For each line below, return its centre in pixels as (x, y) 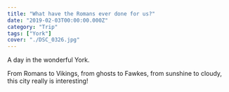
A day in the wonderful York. (48, 60)
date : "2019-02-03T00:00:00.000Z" (58, 20)
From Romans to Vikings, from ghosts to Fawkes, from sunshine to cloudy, (115, 74)
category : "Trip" (33, 27)
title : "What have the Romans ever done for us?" (81, 14)
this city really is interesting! (48, 81)
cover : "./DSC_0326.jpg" (44, 40)
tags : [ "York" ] (30, 33)
